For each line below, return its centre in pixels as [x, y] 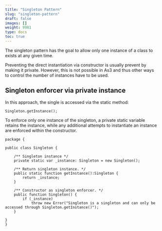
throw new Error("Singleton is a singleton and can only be [93, 203]
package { [15, 139]
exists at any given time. [29, 55]
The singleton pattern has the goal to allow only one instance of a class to [79, 50]
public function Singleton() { [45, 195]
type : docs [16, 32]
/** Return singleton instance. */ [50, 169]
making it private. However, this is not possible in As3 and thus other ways [80, 70]
